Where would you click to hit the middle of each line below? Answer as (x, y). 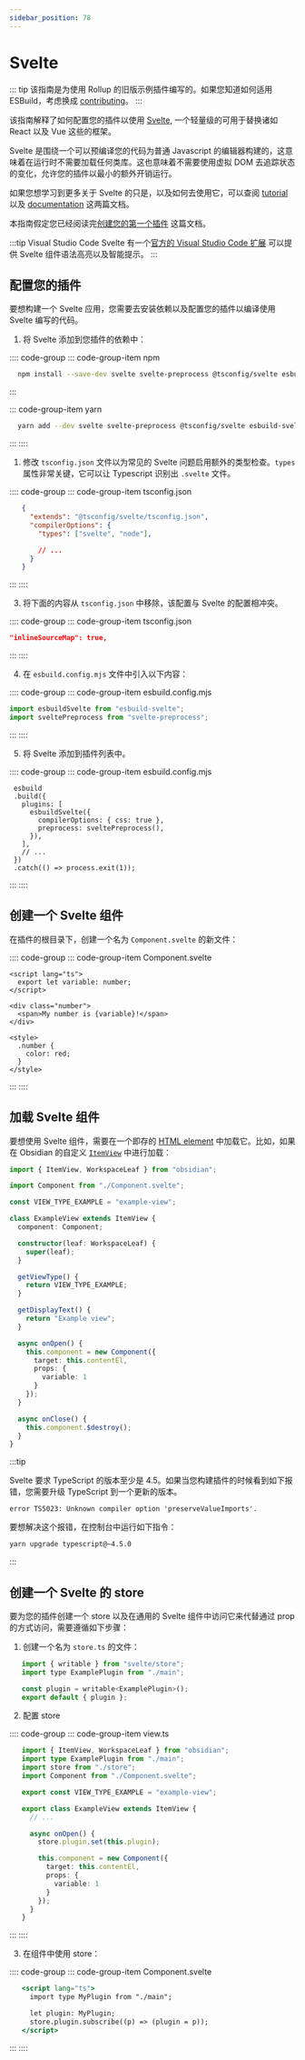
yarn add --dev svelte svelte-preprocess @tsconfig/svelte (132, 426)
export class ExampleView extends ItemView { (109, 1809)
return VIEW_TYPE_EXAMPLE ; (77, 1285)
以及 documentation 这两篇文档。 (72, 204)
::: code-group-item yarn (56, 409)
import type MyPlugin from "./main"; (101, 1997)
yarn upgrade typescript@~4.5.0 (70, 1545)
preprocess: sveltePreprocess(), (101, 828)
